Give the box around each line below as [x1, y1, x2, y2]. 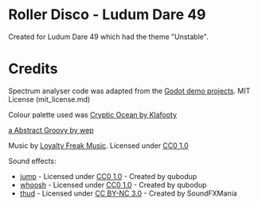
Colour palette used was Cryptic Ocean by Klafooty [8, 110, 178, 119]
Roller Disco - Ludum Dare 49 [8, 6, 206, 24]
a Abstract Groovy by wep [8, 125, 94, 134]
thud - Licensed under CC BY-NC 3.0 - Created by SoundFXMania [19, 189, 237, 198]
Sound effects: [8, 156, 57, 165]
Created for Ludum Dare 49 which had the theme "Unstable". [8, 32, 209, 41]
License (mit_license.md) [8, 94, 91, 104]
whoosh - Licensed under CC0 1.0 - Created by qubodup [19, 180, 207, 189]
